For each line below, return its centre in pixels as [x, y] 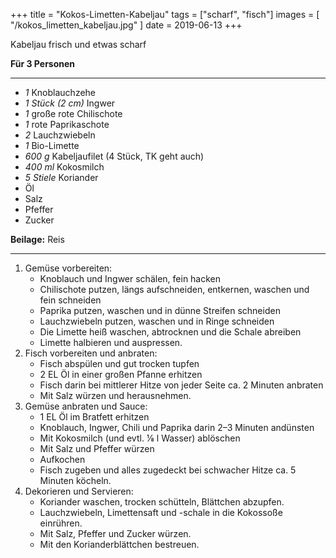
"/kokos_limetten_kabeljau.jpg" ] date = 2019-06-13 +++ [126, 25]
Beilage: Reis [37, 239]
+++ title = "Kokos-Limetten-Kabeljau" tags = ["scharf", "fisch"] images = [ [165, 14]
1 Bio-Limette [52, 145]
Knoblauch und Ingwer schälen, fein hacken [130, 278]
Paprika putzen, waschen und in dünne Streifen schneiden [160, 310]
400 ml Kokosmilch [64, 167]
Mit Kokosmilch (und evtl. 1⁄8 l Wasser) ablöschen [140, 438]
